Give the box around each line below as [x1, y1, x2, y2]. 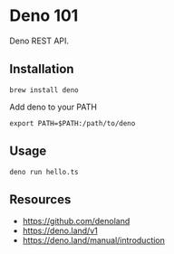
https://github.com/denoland [22, 216, 130, 227]
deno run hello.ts [9, 167, 79, 176]
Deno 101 [9, 5, 79, 26]
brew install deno [9, 85, 79, 95]
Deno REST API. [9, 35, 70, 46]
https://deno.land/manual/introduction [22, 235, 166, 246]
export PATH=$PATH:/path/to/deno [9, 118, 136, 127]
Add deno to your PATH [9, 101, 98, 112]
